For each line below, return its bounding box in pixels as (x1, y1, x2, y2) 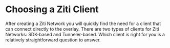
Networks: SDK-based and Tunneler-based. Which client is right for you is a (5, 31, 165, 37)
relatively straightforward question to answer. (5, 37, 101, 43)
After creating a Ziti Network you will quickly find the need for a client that (5, 20, 161, 27)
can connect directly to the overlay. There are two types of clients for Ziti (5, 26, 159, 32)
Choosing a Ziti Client (5, 4, 99, 15)
